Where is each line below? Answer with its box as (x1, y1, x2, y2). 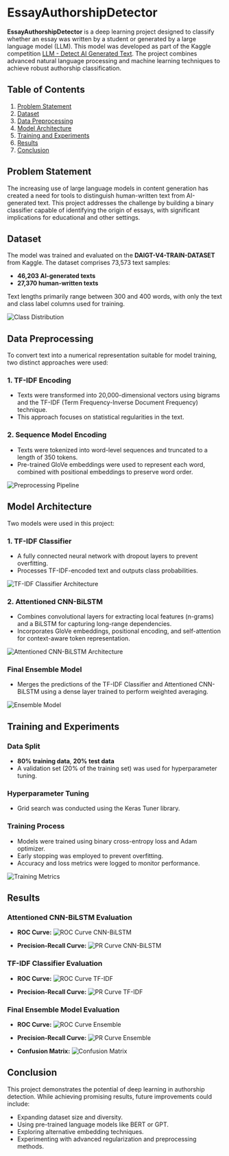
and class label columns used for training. (7, 300, 125, 308)
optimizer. (16, 844, 46, 853)
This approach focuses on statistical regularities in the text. (16, 413, 184, 421)
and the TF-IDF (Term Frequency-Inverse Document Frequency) (16, 398, 199, 406)
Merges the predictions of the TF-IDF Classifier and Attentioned (16, 680, 197, 689)
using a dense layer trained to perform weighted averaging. (40, 688, 209, 696)
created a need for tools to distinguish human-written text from (7, 191, 185, 200)
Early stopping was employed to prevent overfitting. (16, 851, 164, 859)
